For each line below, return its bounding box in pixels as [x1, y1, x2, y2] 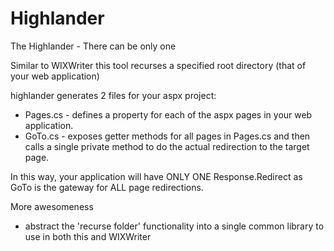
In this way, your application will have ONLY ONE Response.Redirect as [10, 170, 303, 182]
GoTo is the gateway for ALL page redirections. [10, 181, 204, 193]
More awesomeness [10, 200, 94, 212]
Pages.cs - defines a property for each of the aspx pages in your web [24, 108, 313, 121]
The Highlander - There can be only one [10, 40, 177, 52]
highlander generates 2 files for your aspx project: [10, 89, 217, 101]
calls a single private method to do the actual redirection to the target [24, 140, 310, 152]
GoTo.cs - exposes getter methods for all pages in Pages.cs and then [24, 130, 311, 142]
